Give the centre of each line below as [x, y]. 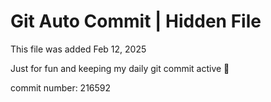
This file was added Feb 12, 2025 [78, 49]
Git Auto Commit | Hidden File [136, 21]
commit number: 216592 [61, 87]
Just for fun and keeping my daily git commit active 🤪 [120, 68]
